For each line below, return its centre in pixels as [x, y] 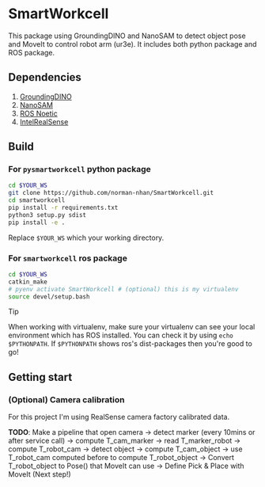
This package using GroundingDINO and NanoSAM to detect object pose [127, 36]
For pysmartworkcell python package [80, 169]
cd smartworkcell [37, 200]
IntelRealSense [44, 122]
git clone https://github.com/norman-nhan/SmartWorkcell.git [111, 193]
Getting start [40, 377]
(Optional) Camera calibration [66, 399]
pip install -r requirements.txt [63, 208]
